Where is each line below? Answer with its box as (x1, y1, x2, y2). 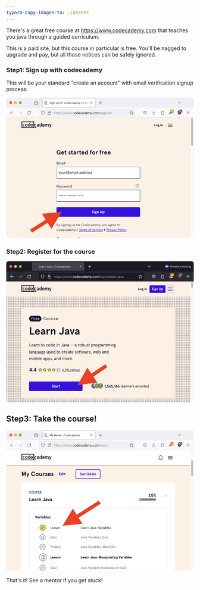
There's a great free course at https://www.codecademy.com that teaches (6, 27, 189, 34)
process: (6, 85, 28, 92)
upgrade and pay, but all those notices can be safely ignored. (6, 51, 157, 58)
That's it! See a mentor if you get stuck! (6, 576, 103, 583)
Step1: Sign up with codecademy (6, 65, 103, 74)
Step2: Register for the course (6, 248, 95, 255)
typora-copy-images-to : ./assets (6, 10, 89, 15)
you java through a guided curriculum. (6, 33, 100, 40)
